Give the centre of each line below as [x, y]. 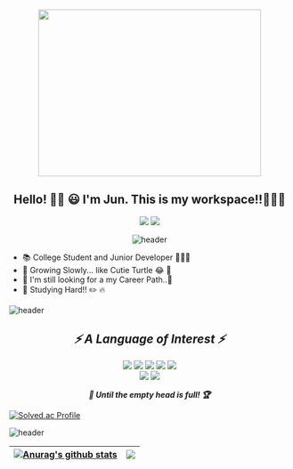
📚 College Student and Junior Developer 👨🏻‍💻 [106, 257]
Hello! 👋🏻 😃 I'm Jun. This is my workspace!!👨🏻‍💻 [150, 200]
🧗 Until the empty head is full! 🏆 [150, 394]
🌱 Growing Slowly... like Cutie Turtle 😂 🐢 [97, 270]
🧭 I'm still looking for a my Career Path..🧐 [97, 279]
